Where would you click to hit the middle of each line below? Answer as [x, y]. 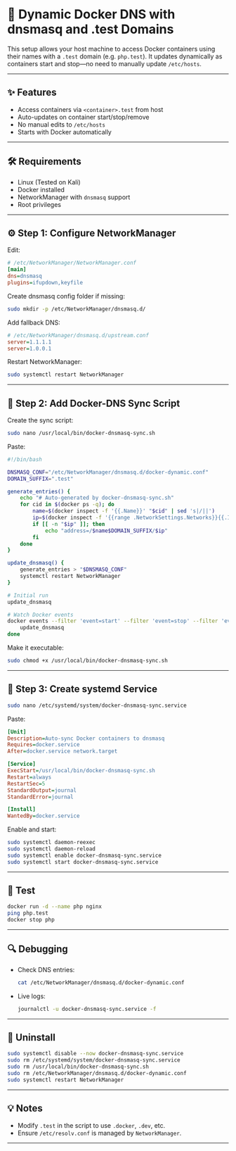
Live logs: [31, 996]
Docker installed [41, 189]
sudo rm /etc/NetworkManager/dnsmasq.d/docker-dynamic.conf [97, 1074]
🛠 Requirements [45, 162]
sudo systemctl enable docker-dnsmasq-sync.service [84, 855]
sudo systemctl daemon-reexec [52, 843]
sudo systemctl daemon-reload [52, 849]
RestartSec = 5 [26, 784]
